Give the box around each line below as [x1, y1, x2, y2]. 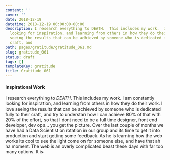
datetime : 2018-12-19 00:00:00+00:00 [5, 21, 85, 27]
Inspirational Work [5, 84, 45, 90]
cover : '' [5, 12, 26, 17]
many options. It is [5, 149, 44, 155]
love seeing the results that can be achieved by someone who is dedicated [5, 106, 161, 112]
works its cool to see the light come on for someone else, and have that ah [5, 138, 161, 144]
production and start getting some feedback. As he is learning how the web [5, 133, 163, 139]
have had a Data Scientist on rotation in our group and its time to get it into [5, 127, 160, 134]
